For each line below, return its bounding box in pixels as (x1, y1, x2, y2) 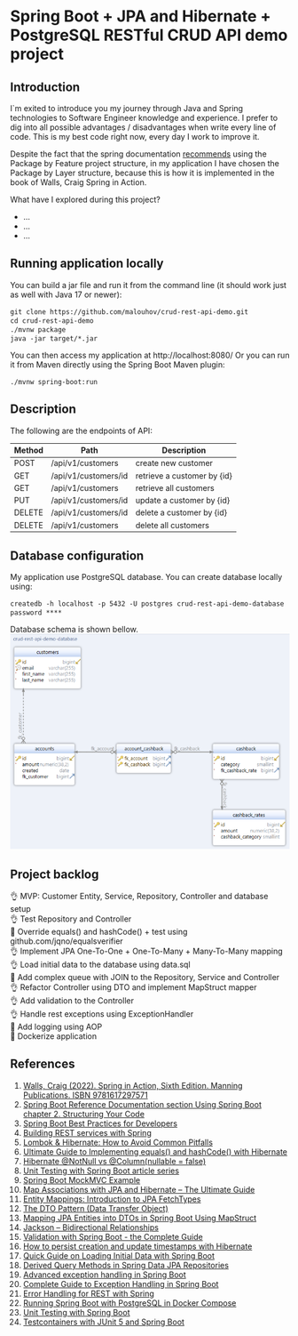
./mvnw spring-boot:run (10, 377, 98, 386)
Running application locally (10, 256, 164, 271)
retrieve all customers (135, 482, 216, 493)
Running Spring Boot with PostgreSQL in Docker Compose (22, 1297, 237, 1308)
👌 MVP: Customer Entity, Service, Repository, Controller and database (10, 891, 269, 902)
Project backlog (10, 866, 99, 881)
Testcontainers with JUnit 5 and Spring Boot (22, 1316, 185, 1327)
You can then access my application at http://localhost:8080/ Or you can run (10, 350, 290, 360)
